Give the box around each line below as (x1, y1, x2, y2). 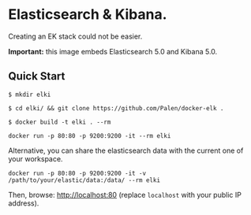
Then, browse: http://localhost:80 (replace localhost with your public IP (8, 190, 242, 199)
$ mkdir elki (8, 91, 51, 98)
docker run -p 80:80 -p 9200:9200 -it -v (8, 169, 147, 177)
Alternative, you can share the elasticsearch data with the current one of (8, 146, 244, 155)
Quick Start (8, 69, 66, 83)
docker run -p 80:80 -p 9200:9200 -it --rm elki (8, 132, 171, 139)
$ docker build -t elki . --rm (8, 118, 111, 126)
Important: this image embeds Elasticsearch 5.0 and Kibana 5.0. (8, 46, 218, 56)
